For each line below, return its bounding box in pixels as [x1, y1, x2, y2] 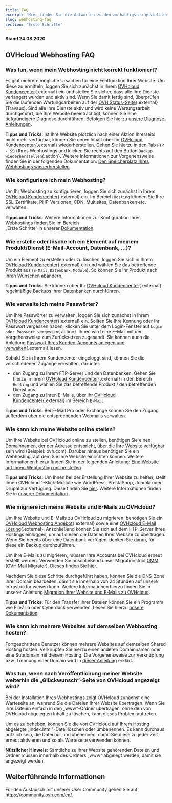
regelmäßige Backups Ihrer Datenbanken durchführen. [5, 288, 120, 294]
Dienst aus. [12, 386, 37, 392]
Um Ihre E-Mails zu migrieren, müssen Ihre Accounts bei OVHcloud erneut [5, 552, 162, 558]
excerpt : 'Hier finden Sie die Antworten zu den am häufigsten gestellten [5, 12, 168, 17]
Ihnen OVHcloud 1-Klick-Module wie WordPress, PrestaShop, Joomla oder [5, 480, 162, 486]
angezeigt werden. [5, 758, 45, 764]
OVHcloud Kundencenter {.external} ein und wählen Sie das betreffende [5, 262, 156, 268]
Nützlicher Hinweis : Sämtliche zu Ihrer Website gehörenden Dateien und [5, 747, 160, 753]
